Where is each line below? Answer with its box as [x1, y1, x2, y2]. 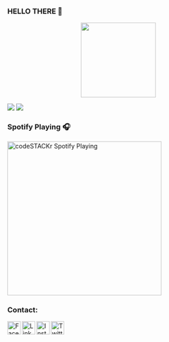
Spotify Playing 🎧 [7, 122, 70, 132]
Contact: [7, 305, 38, 315]
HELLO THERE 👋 [7, 6, 63, 16]
